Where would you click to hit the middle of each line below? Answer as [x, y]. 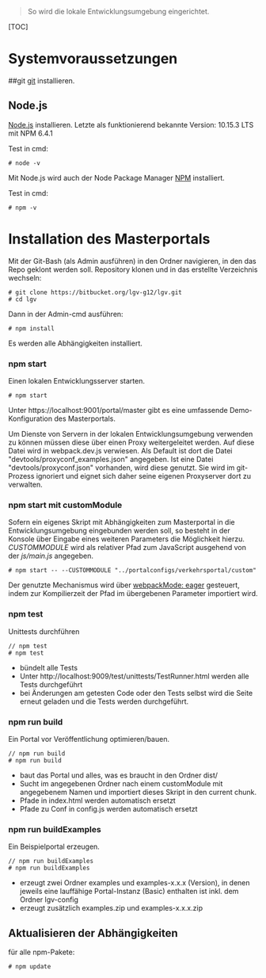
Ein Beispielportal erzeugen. [54, 846]
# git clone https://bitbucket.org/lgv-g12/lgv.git [95, 292]
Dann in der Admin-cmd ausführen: [66, 314]
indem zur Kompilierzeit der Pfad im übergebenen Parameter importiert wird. [133, 594]
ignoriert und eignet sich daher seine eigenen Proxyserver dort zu [144, 476]
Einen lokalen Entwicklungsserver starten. [76, 380]
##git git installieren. [42, 80]
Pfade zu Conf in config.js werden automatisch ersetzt [108, 808]
